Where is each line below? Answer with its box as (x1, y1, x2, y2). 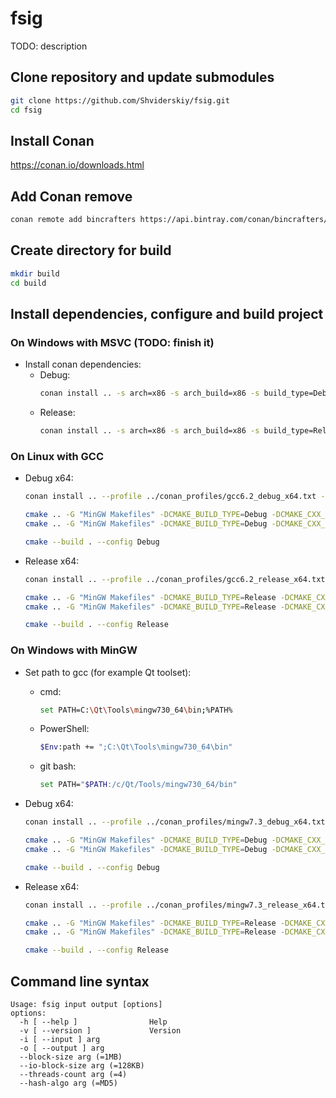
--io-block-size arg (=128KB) (19, 1061, 145, 1071)
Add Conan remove (10, 188, 133, 205)
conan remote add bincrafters (10, 215, 137, 225)
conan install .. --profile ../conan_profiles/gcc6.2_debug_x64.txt (24, 492, 317, 502)
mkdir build (10, 268, 60, 279)
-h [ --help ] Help (19, 1017, 168, 1027)
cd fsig (10, 105, 43, 115)
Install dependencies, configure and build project (10, 305, 324, 322)
